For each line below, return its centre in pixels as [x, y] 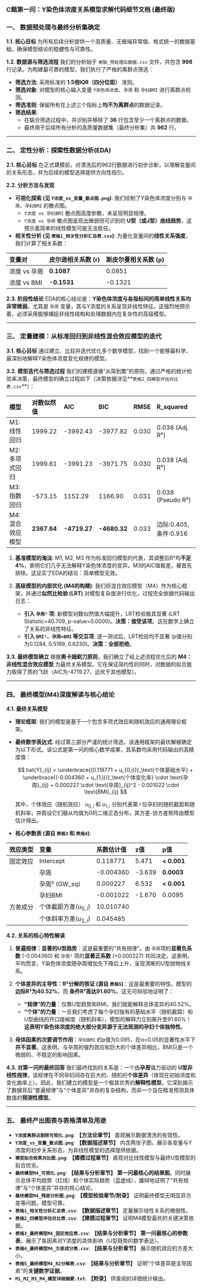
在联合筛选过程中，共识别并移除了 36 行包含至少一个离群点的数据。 [108, 120]
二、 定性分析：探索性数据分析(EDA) [59, 150]
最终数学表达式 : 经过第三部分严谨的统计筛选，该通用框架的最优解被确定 [103, 742]
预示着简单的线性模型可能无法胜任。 [69, 228]
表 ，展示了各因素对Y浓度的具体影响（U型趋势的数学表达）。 [88, 1240]
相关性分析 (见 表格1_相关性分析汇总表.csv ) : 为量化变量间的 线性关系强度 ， [103, 235]
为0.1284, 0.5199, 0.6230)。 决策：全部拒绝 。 [79, 643]
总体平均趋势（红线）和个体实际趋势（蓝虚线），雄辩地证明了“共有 [102, 1180]
